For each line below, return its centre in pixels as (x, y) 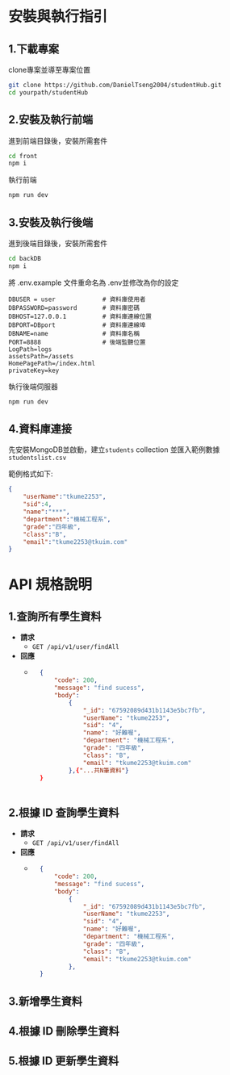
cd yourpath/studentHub (48, 92)
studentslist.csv (38, 458)
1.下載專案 (34, 49)
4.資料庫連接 (40, 429)
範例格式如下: (31, 474)
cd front (23, 156)
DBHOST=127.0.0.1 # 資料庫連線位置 (80, 316)
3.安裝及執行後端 (51, 222)
